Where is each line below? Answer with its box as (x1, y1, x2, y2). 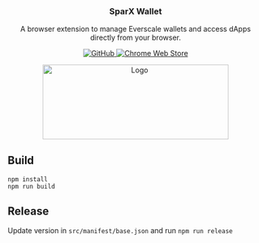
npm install (7, 175, 48, 184)
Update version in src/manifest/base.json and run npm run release (7, 226, 233, 236)
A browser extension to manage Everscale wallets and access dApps (20, 24, 251, 34)
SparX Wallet (109, 6, 162, 17)
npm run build (7, 182, 56, 190)
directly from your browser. (89, 33, 182, 42)
